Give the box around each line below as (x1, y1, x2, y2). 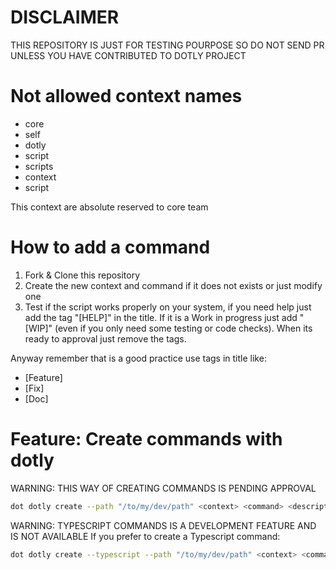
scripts (24, 160, 54, 172)
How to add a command (10, 236, 211, 259)
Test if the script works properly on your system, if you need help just (24, 301, 312, 313)
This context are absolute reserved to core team (10, 201, 209, 213)
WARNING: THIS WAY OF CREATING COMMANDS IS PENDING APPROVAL (10, 482, 317, 494)
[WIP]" (24, 322, 53, 334)
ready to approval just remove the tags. (24, 332, 187, 345)
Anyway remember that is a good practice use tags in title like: (10, 352, 267, 364)
